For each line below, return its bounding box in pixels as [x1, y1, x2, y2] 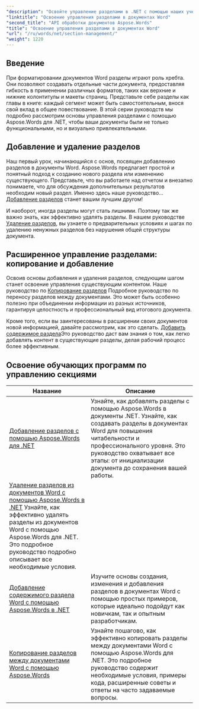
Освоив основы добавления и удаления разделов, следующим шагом [6, 275, 184, 282]
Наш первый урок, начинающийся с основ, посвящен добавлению [6, 157, 176, 165]
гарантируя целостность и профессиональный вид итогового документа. [6, 306, 192, 313]
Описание [125, 387, 156, 395]
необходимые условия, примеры [91, 671, 187, 679]
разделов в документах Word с [91, 587, 181, 595]
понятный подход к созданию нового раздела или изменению [6, 170, 164, 177]
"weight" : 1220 [6, 36, 44, 42]
